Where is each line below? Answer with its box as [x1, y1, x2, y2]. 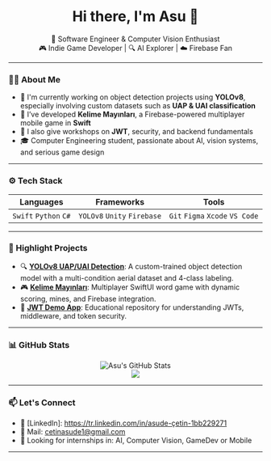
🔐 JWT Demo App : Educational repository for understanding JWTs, [19, 302, 244, 312]
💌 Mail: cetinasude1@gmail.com [19, 427, 126, 437]
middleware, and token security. [19, 311, 127, 320]
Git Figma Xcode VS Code [169, 211, 259, 221]
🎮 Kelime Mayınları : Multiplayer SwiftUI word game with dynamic [19, 282, 240, 292]
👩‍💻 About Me [8, 74, 60, 85]
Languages [19, 196, 64, 207]
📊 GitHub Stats [8, 339, 70, 350]
